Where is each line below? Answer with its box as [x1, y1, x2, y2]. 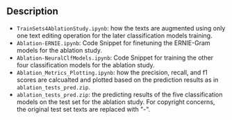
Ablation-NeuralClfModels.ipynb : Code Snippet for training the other [16, 53, 213, 62]
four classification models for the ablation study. [16, 60, 155, 69]
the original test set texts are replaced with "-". [16, 105, 151, 113]
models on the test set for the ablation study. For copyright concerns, [16, 97, 215, 106]
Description [6, 6, 58, 17]
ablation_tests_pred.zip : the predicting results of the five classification [16, 90, 223, 98]
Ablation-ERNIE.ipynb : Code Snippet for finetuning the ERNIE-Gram [16, 38, 210, 47]
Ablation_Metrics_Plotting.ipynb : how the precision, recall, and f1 [16, 68, 208, 76]
